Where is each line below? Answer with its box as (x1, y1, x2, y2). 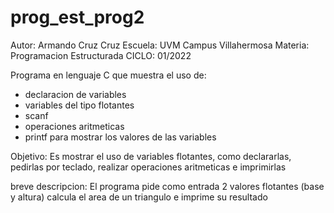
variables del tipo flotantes (24, 99, 135, 111)
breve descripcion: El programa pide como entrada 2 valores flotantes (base (10, 180, 325, 192)
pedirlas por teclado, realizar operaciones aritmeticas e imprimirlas (10, 161, 287, 173)
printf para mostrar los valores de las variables (24, 131, 217, 143)
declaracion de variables (24, 88, 127, 100)
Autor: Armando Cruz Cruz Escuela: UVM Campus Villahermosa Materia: (10, 39, 310, 51)
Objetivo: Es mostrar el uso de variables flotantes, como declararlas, (10, 150, 292, 162)
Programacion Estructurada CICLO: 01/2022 (10, 49, 192, 61)
